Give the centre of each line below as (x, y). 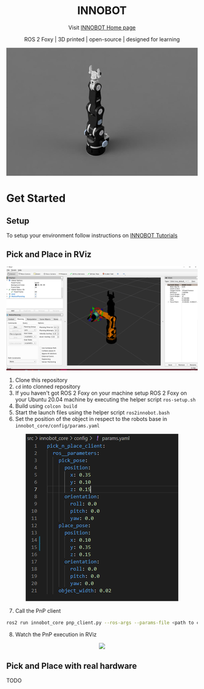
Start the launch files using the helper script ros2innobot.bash (92, 412)
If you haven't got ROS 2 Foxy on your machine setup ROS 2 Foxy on (101, 393)
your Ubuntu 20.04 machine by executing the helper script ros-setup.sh (105, 399)
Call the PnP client (38, 610)
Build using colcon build (46, 406)
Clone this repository (41, 380)
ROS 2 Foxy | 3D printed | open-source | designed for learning (102, 39)
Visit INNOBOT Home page (102, 27)
